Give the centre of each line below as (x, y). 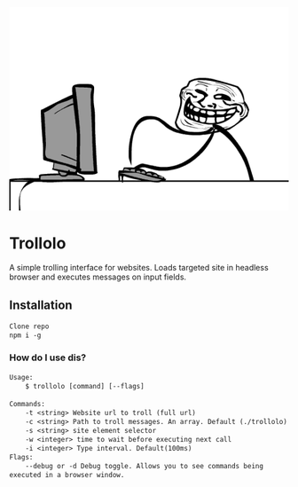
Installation (41, 305)
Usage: (21, 377)
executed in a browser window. (67, 475)
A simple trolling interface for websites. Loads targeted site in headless (139, 268)
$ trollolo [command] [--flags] (85, 386)
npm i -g (25, 335)
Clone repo (29, 326)
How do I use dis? (48, 357)
